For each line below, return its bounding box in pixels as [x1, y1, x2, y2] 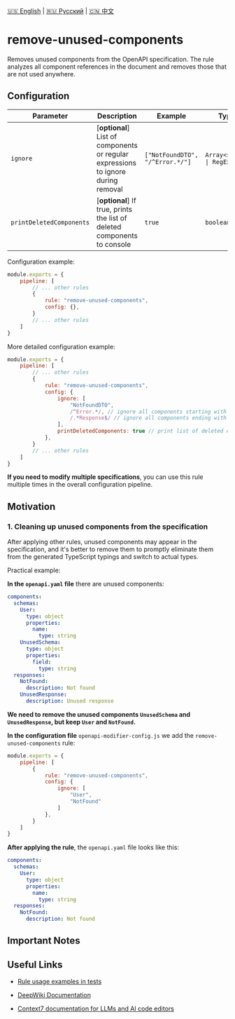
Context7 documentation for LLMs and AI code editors [17, 1004, 175, 1013]
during [97, 175, 118, 185]
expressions [97, 158, 136, 168]
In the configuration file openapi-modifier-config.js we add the [7, 731, 194, 739]
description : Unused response [25, 698, 114, 705]
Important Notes [7, 935, 80, 947]
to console [97, 239, 131, 249]
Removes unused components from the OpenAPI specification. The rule [7, 55, 215, 63]
